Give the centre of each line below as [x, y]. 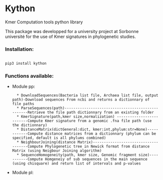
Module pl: [23, 173]
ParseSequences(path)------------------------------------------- [90, 108]
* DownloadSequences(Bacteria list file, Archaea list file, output [88, 95]
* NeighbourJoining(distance [46, 142]
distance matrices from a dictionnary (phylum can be [101, 134]
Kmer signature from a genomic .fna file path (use [98, 121]
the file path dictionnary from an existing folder [100, 112]
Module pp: [24, 87]
